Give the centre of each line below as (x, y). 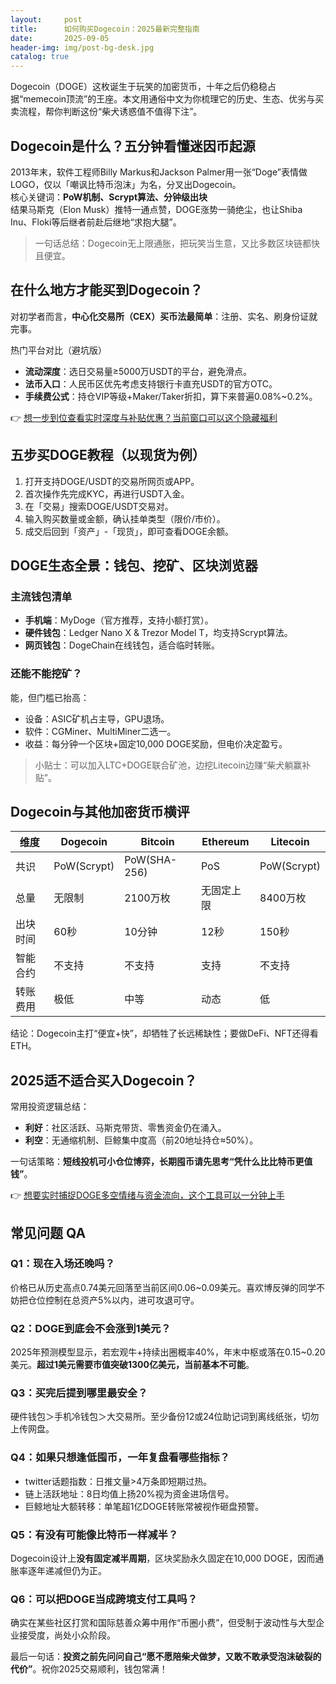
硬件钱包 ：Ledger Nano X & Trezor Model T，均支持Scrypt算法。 (158, 633)
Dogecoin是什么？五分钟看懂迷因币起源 (133, 146)
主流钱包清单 (41, 596)
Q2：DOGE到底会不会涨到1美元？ (91, 1328)
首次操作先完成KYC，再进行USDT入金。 (107, 493)
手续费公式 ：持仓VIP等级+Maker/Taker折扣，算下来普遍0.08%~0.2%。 (171, 396)
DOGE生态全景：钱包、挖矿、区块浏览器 (134, 565)
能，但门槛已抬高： (50, 697)
